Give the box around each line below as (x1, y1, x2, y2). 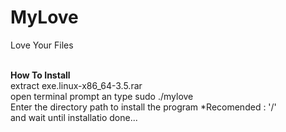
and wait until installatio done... (10, 111, 138, 123)
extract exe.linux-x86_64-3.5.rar (10, 79, 143, 91)
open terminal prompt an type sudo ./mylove (10, 90, 194, 102)
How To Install (10, 69, 71, 81)
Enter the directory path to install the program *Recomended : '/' (10, 101, 277, 113)
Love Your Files (10, 39, 74, 51)
